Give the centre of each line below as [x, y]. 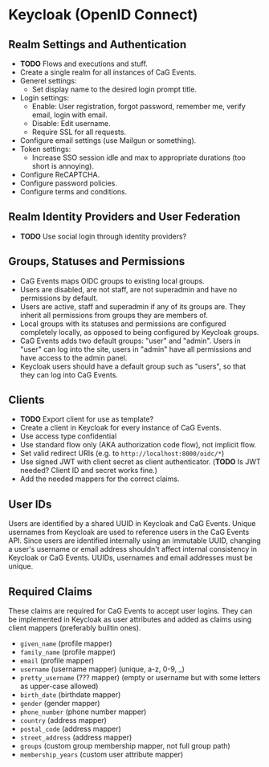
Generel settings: [48, 81]
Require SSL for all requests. [79, 132]
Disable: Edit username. [71, 123]
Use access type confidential [68, 436]
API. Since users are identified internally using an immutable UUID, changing [134, 541]
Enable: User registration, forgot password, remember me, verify [139, 106]
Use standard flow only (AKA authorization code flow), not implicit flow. [138, 445]
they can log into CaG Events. [69, 374]
